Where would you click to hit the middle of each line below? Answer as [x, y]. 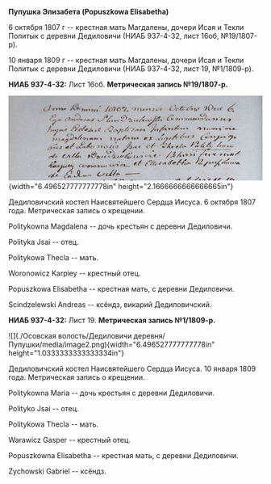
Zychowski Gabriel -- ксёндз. [57, 471]
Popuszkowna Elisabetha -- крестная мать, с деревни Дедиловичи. [124, 455]
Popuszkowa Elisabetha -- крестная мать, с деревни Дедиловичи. [121, 289]
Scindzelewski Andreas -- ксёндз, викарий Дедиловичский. [110, 305]
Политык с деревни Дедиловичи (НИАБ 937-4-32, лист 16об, [114, 36]
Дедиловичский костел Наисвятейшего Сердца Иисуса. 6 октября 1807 [132, 202]
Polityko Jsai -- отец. [44, 408]
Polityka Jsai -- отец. [44, 242]
